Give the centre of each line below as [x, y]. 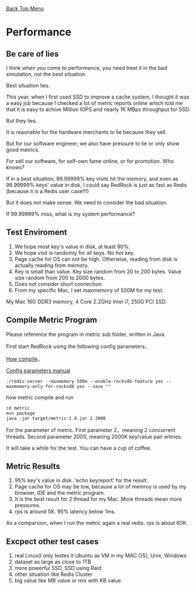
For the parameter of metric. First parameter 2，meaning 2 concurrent [91, 430]
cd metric [18, 408]
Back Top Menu [25, 9]
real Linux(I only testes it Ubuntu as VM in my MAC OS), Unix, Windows [101, 556]
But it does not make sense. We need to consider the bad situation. [87, 203]
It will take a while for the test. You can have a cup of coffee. [79, 448]
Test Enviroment [37, 232]
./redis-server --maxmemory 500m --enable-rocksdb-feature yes [85, 381]
